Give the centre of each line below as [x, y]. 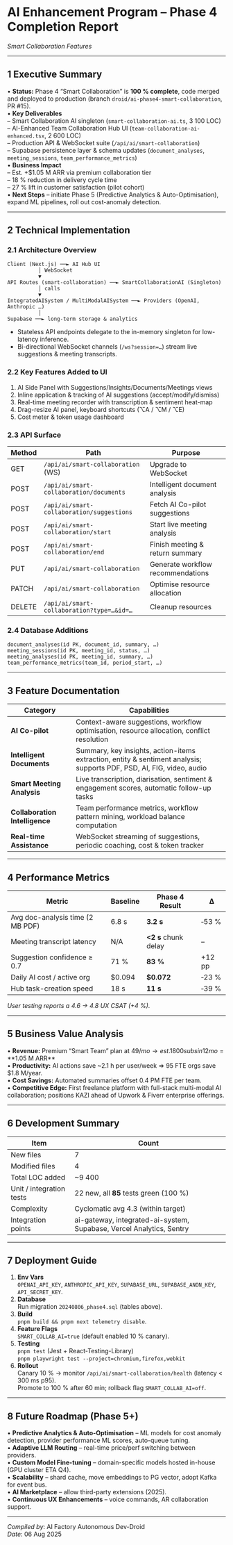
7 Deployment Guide [52, 1261]
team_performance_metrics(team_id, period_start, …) [85, 663]
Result [170, 905]
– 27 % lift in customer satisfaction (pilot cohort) [76, 187]
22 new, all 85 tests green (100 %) [132, 1193]
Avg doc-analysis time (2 [52, 917]
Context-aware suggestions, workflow [139, 722]
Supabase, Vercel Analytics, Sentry [132, 1228]
